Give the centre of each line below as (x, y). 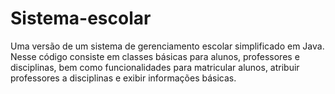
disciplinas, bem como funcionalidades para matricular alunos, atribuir (155, 67)
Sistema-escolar (81, 18)
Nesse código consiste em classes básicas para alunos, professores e (155, 56)
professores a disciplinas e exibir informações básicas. (123, 78)
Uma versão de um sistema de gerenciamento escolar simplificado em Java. (167, 46)
